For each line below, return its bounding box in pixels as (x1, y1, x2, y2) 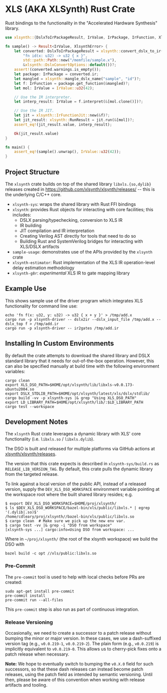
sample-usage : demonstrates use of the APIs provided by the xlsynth (12, 249, 153, 255)
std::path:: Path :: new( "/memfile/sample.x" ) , (23, 58, 117, 63)
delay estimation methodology (12, 265, 75, 271)
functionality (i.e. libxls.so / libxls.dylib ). (5, 436, 94, 442)
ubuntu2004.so (5, 387, 35, 392)
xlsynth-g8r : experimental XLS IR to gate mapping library (12, 270, 130, 276)
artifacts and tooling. (5, 682, 48, 688)
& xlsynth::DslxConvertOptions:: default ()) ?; (23, 62, 117, 68)
